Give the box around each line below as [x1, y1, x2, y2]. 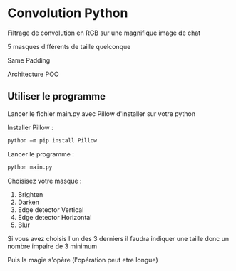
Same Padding [7, 55, 51, 65]
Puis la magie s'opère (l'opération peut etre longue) [7, 255, 158, 264]
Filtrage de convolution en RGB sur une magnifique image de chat [7, 28, 201, 37]
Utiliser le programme [7, 90, 106, 102]
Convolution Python [7, 5, 128, 21]
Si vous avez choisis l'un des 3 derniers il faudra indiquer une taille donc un [7, 234, 230, 243]
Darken [17, 198, 40, 206]
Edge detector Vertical [17, 205, 84, 214]
